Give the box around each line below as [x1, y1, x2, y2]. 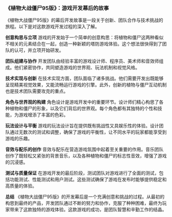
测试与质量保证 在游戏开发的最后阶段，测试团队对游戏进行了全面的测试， [5, 170, 159, 176]
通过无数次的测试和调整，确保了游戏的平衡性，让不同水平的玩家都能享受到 [9, 129, 167, 135]
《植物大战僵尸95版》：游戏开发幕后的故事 [5, 4, 109, 11]
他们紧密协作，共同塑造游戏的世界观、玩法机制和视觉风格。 [14, 64, 140, 71]
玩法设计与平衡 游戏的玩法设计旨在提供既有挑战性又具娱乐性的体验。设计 [5, 123, 159, 129]
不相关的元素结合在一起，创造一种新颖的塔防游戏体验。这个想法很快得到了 [5, 41, 162, 47]
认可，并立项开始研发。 [14, 47, 64, 53]
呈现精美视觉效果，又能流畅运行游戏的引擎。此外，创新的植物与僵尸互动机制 [5, 82, 167, 88]
